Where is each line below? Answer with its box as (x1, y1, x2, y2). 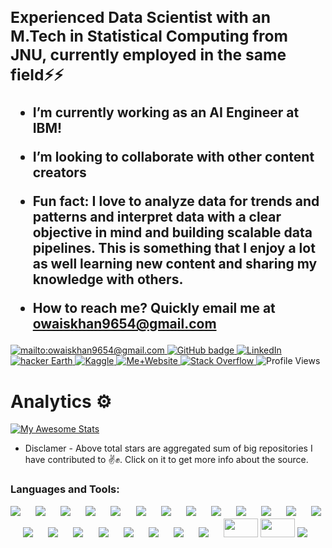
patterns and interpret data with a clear (32, 209, 282, 226)
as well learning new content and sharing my (32, 256, 318, 273)
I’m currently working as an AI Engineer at (32, 104, 300, 121)
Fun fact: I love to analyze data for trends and (32, 193, 320, 210)
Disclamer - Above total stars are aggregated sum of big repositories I (24, 442, 313, 455)
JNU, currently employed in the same (10, 44, 287, 65)
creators (32, 164, 87, 181)
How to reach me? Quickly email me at (32, 300, 276, 317)
